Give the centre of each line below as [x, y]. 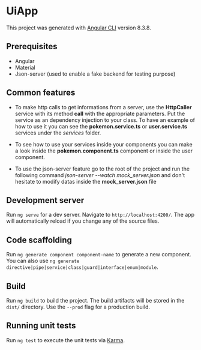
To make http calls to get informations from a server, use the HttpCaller [103, 107]
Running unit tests [41, 326]
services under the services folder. [58, 133]
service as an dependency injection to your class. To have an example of [105, 120]
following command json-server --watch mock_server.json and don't [100, 175]
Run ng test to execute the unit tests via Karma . [65, 340]
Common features [41, 93]
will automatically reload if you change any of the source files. [83, 221]
